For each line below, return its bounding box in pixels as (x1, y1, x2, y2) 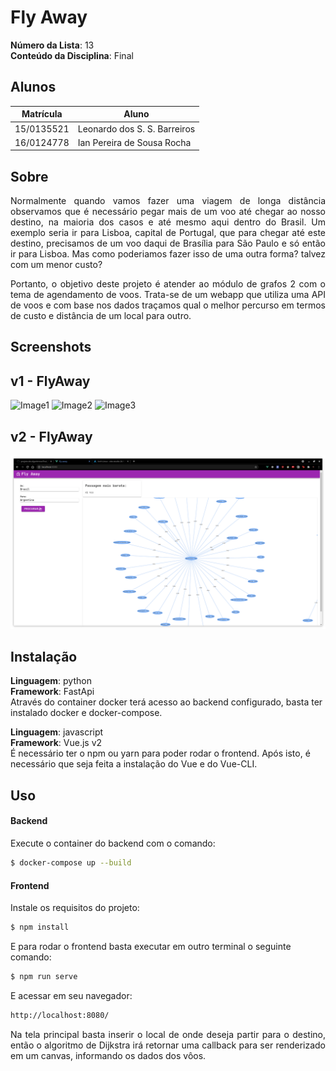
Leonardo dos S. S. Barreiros (77, 122, 196, 135)
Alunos (10, 79, 57, 96)
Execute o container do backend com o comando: (10, 837, 216, 850)
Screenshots (10, 339, 92, 356)
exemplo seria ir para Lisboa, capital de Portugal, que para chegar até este (10, 227, 326, 239)
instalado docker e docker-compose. (10, 707, 163, 719)
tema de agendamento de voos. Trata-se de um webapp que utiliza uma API (10, 289, 326, 301)
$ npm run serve (10, 972, 78, 982)
